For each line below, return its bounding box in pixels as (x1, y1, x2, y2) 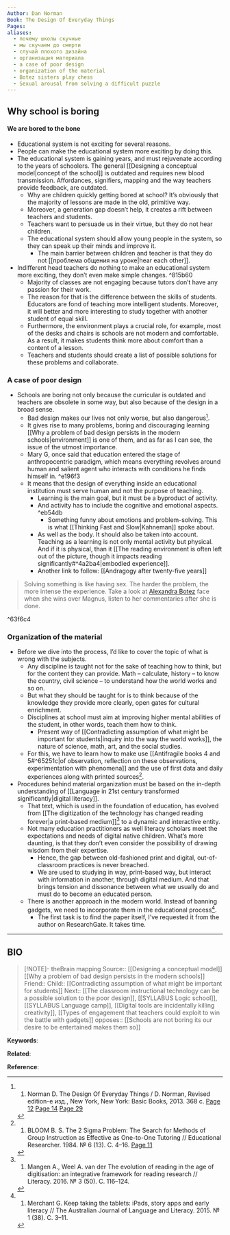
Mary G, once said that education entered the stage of (27, 450, 181, 458)
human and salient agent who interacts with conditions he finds (27, 464, 207, 473)
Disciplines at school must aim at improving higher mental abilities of (27, 713, 221, 721)
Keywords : (7, 1036, 39, 1045)
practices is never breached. (68, 861, 149, 869)
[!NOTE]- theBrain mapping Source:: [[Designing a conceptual (23, 964, 199, 973)
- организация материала (13, 55, 84, 62)
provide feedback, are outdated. (16, 183, 108, 192)
